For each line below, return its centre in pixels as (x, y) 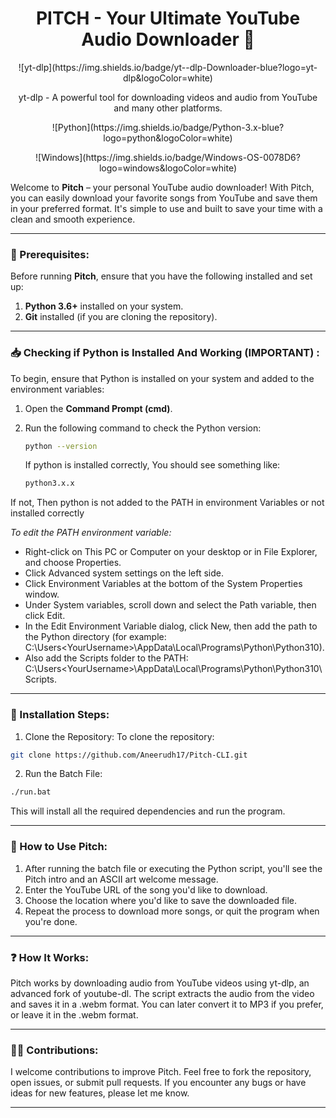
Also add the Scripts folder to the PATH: (106, 658)
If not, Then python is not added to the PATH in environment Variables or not (167, 503)
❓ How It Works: (50, 957)
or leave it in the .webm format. (74, 1014)
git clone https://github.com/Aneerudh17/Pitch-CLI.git (129, 755)
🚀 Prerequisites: (50, 254)
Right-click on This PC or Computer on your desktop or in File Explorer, (171, 552)
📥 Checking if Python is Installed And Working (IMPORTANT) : (165, 353)
